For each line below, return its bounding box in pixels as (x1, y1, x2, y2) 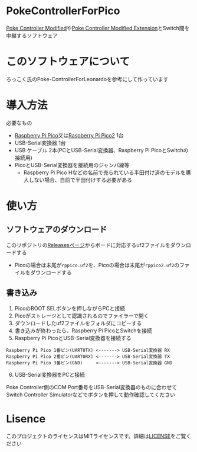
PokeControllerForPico (6, 4, 120, 18)
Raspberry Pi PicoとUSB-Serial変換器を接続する (14, 334, 132, 341)
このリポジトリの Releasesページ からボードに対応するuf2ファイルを (6, 241, 171, 248)
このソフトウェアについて (6, 55, 130, 69)
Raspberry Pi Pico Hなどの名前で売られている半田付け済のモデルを (23, 169, 186, 176)
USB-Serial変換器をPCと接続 (14, 371, 86, 378)
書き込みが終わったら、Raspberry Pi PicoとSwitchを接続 (14, 327, 152, 334)
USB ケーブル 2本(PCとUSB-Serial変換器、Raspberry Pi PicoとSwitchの (14, 146, 189, 153)
